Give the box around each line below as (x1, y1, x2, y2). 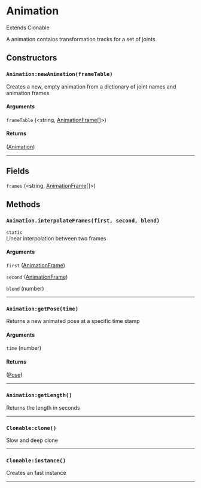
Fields (6, 166, 30, 176)
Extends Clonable (6, 24, 50, 31)
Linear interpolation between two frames (6, 234, 106, 242)
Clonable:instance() (6, 457, 66, 464)
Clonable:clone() (6, 425, 57, 431)
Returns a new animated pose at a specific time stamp (6, 318, 140, 325)
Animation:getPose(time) (6, 305, 79, 312)
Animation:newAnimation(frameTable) (6, 71, 113, 78)
